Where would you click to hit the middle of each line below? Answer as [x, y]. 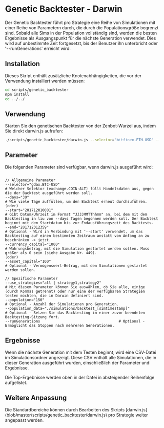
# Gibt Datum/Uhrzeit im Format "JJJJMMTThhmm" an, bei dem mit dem [76, 214]
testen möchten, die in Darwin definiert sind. [54, 296]
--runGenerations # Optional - [75, 321]
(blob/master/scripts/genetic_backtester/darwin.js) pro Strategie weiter [77, 415]
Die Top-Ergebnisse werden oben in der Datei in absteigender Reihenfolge [80, 377]
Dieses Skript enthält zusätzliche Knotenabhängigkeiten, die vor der [73, 75]
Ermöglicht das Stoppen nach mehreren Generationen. [60, 325]
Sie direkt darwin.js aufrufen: [34, 131]
